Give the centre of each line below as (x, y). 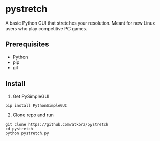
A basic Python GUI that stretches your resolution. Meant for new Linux (80, 23)
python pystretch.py (27, 133)
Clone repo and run (33, 115)
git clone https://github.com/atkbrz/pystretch (57, 124)
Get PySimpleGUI (31, 96)
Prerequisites (27, 45)
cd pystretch (19, 129)
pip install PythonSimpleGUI (36, 105)
